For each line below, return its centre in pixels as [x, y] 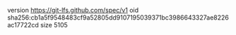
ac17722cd [23, 25]
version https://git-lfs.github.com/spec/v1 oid [73, 10]
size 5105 [54, 25]
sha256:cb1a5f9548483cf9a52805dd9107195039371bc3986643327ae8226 [118, 17]
